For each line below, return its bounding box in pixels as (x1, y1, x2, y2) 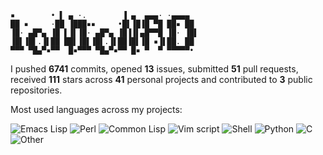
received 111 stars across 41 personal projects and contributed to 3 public (10, 74, 313, 85)
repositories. (10, 84, 63, 96)
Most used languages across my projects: (10, 104, 183, 115)
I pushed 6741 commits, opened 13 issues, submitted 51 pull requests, (10, 63, 299, 75)
